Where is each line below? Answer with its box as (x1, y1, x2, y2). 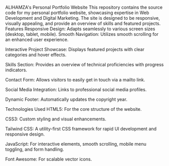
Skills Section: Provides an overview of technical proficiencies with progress (5, 62, 164, 67)
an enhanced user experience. (5, 36, 69, 43)
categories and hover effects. (5, 52, 67, 58)
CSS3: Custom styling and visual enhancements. (5, 116, 106, 122)
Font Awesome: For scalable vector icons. (5, 156, 92, 162)
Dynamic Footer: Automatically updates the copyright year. (5, 96, 128, 102)
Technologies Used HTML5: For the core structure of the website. (5, 106, 142, 112)
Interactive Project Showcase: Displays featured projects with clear (5, 47, 145, 52)
